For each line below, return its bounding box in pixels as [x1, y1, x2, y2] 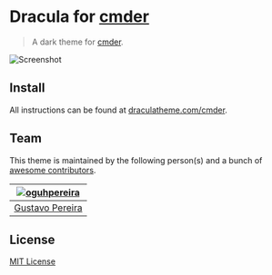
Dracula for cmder [9, 6, 150, 27]
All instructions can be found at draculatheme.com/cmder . [9, 104, 227, 115]
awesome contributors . [9, 164, 96, 175]
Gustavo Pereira [14, 201, 83, 214]
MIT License [9, 256, 56, 267]
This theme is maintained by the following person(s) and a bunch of [9, 154, 263, 165]
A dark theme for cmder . [31, 36, 125, 47]
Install [9, 80, 45, 96]
